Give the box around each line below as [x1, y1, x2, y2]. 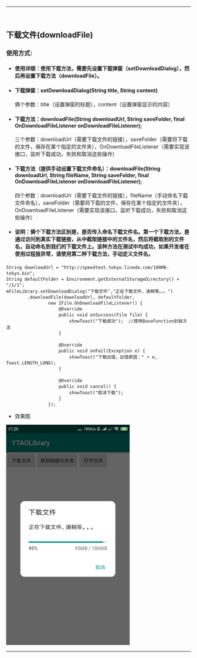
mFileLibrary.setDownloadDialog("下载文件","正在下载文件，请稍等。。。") [6, 288, 174, 294]
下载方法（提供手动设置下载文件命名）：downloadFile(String [14, 165, 161, 172]
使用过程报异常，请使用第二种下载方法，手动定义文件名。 [14, 250, 154, 257]
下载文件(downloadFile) [6, 30, 94, 40]
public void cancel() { [58, 383, 117, 390]
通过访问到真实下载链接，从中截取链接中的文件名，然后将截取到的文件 [14, 236, 185, 243]
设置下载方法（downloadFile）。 [25, 72, 103, 79]
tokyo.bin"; [6, 270, 35, 276]
